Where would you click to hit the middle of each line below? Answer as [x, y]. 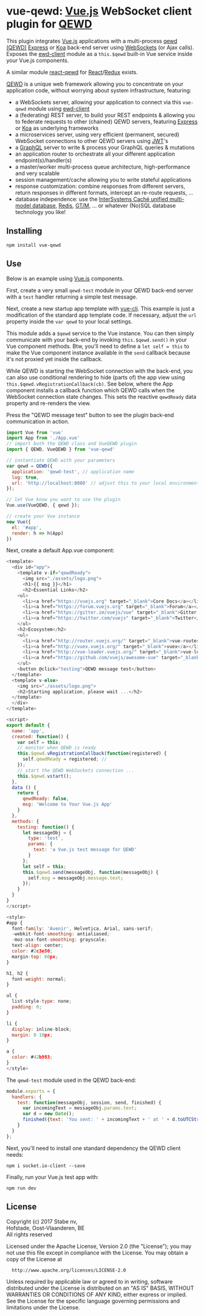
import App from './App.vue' [43, 438]
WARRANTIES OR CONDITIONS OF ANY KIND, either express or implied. [97, 1294]
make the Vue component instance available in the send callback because [98, 352]
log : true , [25, 477]
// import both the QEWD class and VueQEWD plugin [72, 444]
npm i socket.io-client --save [46, 1166]
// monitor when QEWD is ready [57, 748]
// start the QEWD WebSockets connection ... [76, 771]
